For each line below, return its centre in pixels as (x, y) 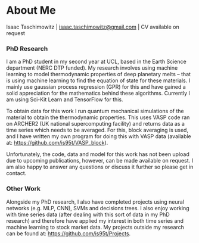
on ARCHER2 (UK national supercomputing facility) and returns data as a (95, 124)
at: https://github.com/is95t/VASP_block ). (57, 143)
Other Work (23, 189)
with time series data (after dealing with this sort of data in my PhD (88, 214)
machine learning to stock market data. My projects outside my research (95, 227)
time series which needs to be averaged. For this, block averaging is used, (97, 130)
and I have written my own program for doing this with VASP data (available (99, 136)
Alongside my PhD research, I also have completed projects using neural (95, 202)
